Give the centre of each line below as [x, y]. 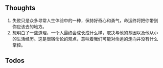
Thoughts [20, 8]
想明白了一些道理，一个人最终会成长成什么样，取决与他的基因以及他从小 [85, 33]
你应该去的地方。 [29, 26]
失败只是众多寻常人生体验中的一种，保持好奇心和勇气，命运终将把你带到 [85, 20]
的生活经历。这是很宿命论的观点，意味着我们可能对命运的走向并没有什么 [85, 39]
